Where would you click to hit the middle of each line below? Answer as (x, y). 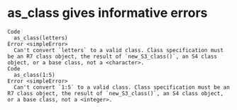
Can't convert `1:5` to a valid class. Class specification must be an (122, 87)
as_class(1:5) (34, 75)
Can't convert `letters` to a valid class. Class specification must (118, 50)
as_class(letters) (41, 38)
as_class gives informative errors (108, 13)
